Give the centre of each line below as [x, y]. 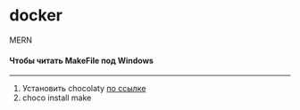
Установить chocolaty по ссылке [84, 89]
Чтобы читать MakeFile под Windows [82, 60]
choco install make [57, 98]
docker [36, 16]
